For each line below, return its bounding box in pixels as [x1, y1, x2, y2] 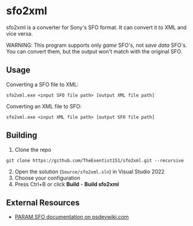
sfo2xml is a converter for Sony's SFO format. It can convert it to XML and [6, 24, 187, 31]
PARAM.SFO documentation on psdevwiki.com [14, 214, 129, 221]
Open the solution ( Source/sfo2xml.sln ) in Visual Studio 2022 [14, 168, 165, 175]
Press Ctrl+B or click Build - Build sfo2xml [14, 180, 120, 187]
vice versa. [6, 30, 33, 37]
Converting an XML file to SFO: [6, 103, 82, 110]
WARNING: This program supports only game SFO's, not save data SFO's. [6, 42, 188, 49]
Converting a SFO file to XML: [6, 81, 79, 88]
